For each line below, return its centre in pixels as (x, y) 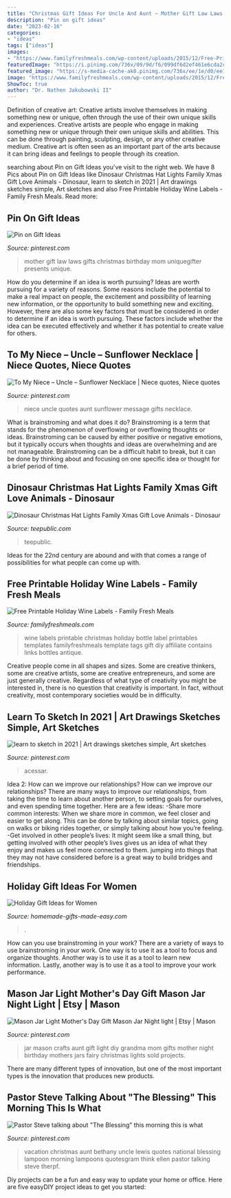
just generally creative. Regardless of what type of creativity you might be (112, 681)
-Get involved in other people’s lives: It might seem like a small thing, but (109, 836)
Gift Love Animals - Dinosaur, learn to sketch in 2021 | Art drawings (102, 182)
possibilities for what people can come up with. (74, 563)
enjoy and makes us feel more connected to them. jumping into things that (112, 850)
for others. (22, 333)
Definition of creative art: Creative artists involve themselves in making (107, 110)
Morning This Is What (54, 1108)
